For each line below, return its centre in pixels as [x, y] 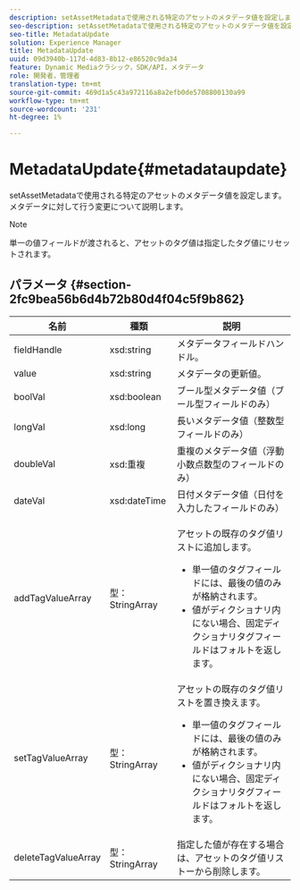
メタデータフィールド [221, 343]
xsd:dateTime [138, 500]
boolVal [29, 396]
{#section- [101, 285]
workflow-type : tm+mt [50, 101]
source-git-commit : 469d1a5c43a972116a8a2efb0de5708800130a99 [127, 92]
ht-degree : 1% [36, 117]
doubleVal [35, 463]
